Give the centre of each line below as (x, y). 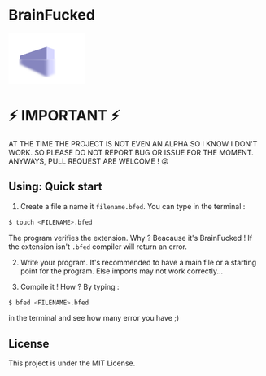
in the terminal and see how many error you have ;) (94, 318)
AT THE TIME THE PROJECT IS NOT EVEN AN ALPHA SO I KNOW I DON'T (133, 143)
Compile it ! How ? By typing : (70, 286)
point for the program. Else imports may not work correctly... (122, 271)
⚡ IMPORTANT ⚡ (64, 116)
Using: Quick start (56, 187)
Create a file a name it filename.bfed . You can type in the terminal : (133, 206)
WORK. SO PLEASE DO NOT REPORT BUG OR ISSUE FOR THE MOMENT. (131, 152)
